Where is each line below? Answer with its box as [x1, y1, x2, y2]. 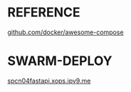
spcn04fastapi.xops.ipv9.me [7, 76, 91, 85]
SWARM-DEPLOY [7, 53, 112, 69]
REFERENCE [7, 4, 80, 21]
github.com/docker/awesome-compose [7, 28, 124, 36]
